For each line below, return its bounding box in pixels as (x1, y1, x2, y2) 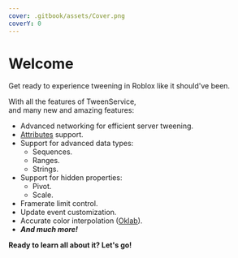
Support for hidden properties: (19, 173, 123, 183)
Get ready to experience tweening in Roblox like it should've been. (8, 81, 230, 91)
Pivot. (32, 182, 52, 191)
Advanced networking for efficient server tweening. (19, 121, 193, 131)
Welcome (8, 54, 74, 73)
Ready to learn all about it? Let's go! (8, 240, 132, 250)
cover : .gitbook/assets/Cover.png (8, 11, 126, 20)
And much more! (19, 225, 79, 234)
